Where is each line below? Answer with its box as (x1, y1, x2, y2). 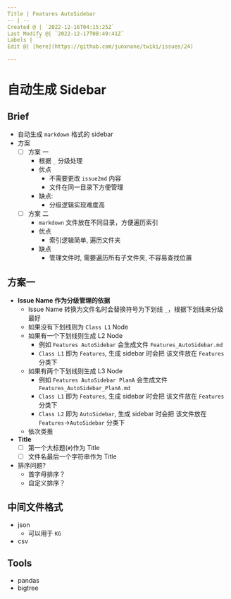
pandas (17, 576, 40, 584)
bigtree (17, 583, 39, 592)
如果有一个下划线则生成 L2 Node (27, 331, 123, 339)
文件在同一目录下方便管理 (49, 183, 124, 191)
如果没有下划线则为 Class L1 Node (27, 322, 129, 331)
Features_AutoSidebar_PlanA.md (38, 385, 130, 392)
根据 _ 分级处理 (38, 157, 83, 165)
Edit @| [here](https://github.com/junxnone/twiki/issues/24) (7, 43, 194, 50)
